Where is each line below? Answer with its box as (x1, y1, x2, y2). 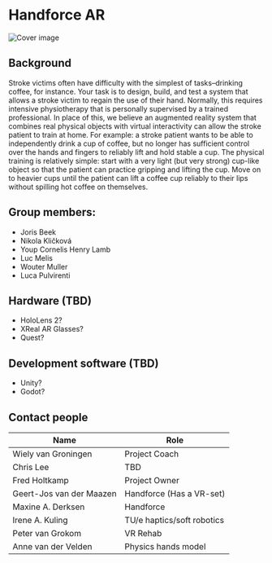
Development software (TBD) (8, 356, 159, 370)
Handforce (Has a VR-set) (124, 488, 226, 499)
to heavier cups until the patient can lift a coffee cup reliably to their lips (8, 173, 248, 183)
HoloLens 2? (19, 315, 63, 325)
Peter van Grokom (12, 528, 82, 539)
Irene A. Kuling (12, 515, 68, 526)
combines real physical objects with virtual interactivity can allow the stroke (8, 121, 261, 131)
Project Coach (124, 448, 179, 460)
